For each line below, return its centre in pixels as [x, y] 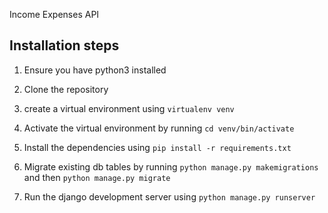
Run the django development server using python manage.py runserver [169, 196]
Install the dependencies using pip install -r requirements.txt [157, 147]
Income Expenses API [54, 14]
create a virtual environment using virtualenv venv [129, 108]
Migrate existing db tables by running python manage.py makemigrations [171, 166]
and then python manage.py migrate [97, 177]
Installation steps [64, 45]
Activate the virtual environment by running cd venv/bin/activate [159, 128]
